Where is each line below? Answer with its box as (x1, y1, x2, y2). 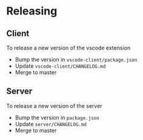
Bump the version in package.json (15, 113, 99, 121)
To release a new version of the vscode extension (6, 44, 131, 51)
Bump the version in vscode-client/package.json (15, 56, 138, 63)
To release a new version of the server (6, 102, 102, 109)
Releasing (6, 4, 58, 18)
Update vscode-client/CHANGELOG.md (15, 62, 106, 69)
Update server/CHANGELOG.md (15, 120, 87, 127)
